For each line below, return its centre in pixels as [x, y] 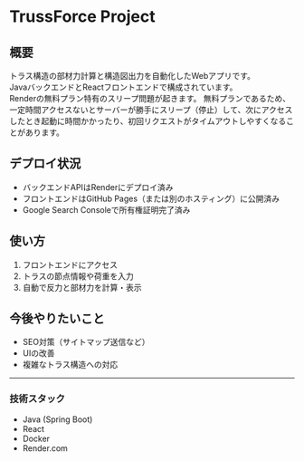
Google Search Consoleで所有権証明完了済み [106, 209]
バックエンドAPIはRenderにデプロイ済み [98, 187]
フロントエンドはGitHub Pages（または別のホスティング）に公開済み [151, 198]
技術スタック [38, 399]
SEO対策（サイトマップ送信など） [86, 342]
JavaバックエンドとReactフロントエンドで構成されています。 [123, 87]
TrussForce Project [82, 17]
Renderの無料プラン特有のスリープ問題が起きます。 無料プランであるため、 [150, 98]
